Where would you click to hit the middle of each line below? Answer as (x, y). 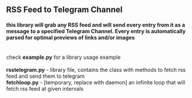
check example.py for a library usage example (63, 57)
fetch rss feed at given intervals (45, 88)
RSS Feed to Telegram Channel (64, 10)
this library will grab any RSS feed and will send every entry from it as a (96, 25)
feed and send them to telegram (45, 76)
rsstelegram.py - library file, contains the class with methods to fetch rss (96, 69)
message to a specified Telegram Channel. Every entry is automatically (96, 31)
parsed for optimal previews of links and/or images (70, 37)
